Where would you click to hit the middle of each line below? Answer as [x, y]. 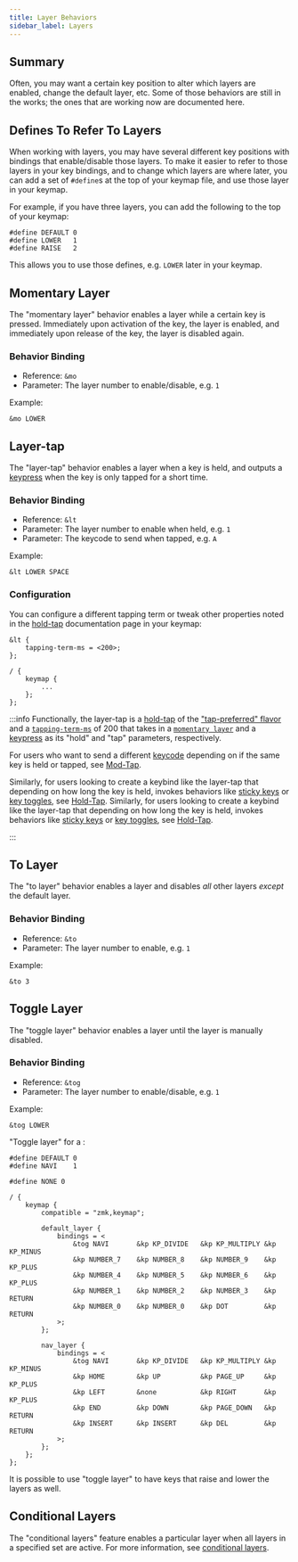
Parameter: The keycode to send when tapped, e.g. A [119, 538]
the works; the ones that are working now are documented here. [127, 103]
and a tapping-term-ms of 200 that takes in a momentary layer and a [133, 728]
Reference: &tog [51, 1082]
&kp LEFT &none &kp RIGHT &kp [174, 1392]
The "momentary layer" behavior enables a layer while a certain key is [137, 314]
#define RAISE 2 [43, 249]
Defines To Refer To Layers [85, 130]
